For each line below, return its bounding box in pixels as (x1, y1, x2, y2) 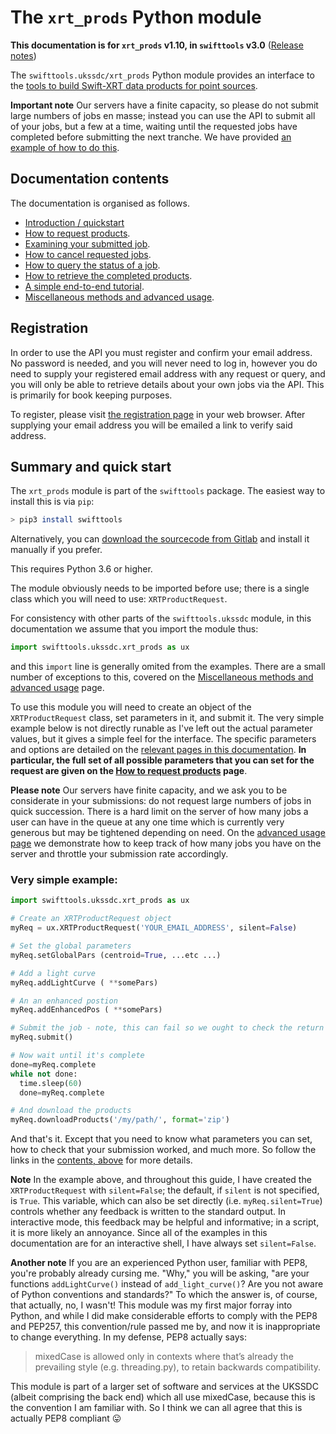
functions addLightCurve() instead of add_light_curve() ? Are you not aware (10, 1278, 324, 1290)
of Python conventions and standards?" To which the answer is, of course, (10, 1289, 318, 1301)
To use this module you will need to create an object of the (10, 701, 252, 713)
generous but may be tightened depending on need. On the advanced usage (10, 827, 326, 839)
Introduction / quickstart (24, 216, 125, 228)
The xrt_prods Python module (10, 6, 262, 29)
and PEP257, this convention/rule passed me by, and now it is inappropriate (10, 1321, 321, 1333)
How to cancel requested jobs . (24, 248, 152, 260)
